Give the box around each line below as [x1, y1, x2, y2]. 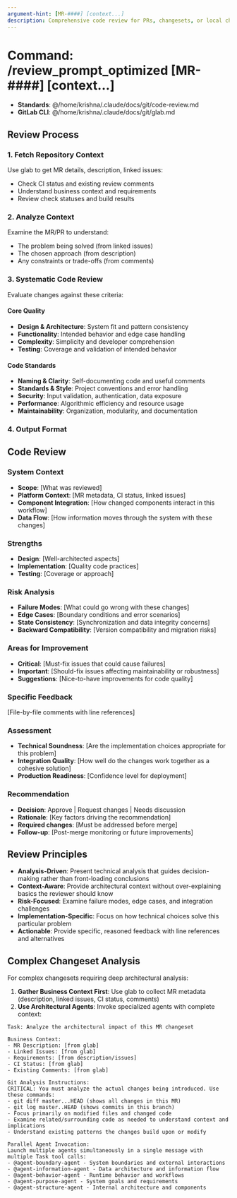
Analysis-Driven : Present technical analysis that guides [17, 867, 181, 875]
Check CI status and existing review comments [17, 179, 154, 188]
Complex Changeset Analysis [7, 954, 141, 967]
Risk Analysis [7, 587, 55, 597]
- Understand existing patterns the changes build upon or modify [7, 1129, 207, 1136]
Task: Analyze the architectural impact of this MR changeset [7, 1024, 194, 1031]
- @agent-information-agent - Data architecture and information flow [7, 1166, 219, 1173]
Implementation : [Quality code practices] [17, 562, 139, 570]
